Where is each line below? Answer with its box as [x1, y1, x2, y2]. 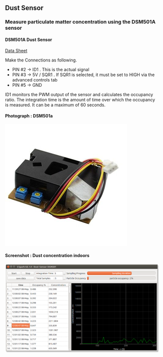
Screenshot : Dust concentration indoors [5, 253, 90, 258]
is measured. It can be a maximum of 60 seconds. [5, 102, 106, 108]
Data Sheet [5, 47, 28, 53]
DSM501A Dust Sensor [5, 37, 52, 42]
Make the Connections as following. [5, 57, 77, 63]
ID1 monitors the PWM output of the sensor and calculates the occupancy [5, 91, 153, 97]
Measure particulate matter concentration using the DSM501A [5, 19, 156, 25]
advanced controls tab [12, 77, 58, 82]
